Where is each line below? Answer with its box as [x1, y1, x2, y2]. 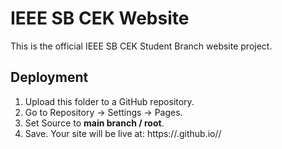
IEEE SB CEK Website [10, 7, 190, 30]
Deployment [10, 69, 89, 86]
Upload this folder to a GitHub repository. [24, 95, 195, 107]
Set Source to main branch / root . [24, 117, 165, 129]
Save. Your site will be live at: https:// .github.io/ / [24, 127, 222, 139]
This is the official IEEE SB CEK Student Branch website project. [10, 40, 273, 52]
